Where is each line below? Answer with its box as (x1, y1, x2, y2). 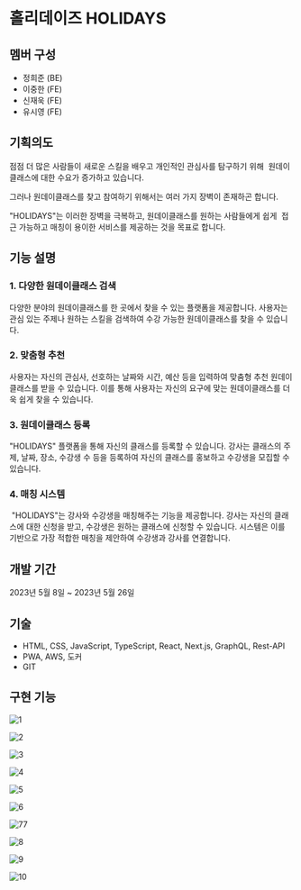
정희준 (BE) (22, 73, 63, 83)
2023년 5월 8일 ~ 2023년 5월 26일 (9, 587, 135, 598)
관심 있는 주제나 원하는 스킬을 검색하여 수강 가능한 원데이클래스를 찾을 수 (9, 313, 264, 324)
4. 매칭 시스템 (9, 488, 66, 501)
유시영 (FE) (22, 106, 63, 117)
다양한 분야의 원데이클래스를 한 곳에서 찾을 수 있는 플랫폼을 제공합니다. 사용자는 (9, 302, 288, 313)
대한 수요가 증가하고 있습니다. (40, 172, 144, 183)
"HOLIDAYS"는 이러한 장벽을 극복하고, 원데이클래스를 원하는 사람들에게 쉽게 (9, 210, 278, 221)
